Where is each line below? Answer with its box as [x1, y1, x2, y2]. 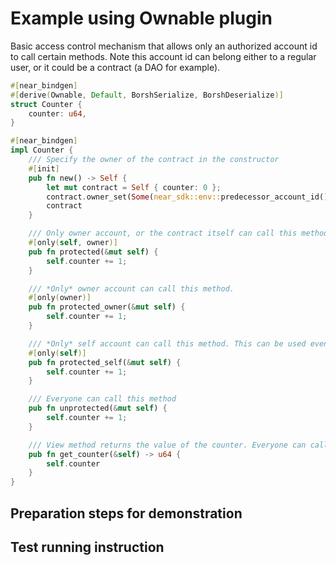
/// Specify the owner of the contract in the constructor [28, 155, 280, 165]
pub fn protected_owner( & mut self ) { [28, 302, 186, 312]
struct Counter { [10, 99, 83, 109]
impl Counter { [10, 145, 74, 156]
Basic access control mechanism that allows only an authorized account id [10, 40, 318, 52]
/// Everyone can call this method [28, 394, 177, 404]
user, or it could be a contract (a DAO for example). [10, 61, 221, 73]
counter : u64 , [28, 108, 87, 119]
